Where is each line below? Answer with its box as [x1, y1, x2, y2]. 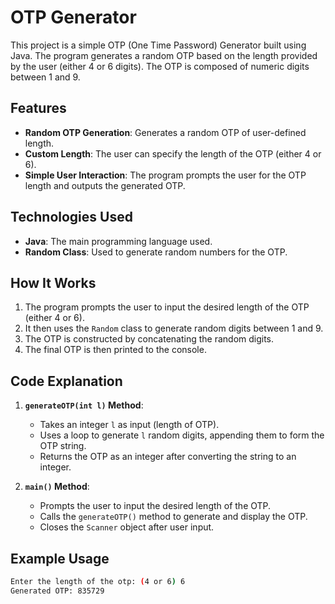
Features [10, 100, 67, 117]
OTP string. [39, 440, 87, 452]
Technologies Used [10, 209, 133, 226]
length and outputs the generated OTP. [24, 179, 186, 191]
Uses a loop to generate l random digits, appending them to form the [39, 429, 325, 441]
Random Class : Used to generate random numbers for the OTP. [24, 246, 288, 258]
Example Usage [10, 550, 110, 567]
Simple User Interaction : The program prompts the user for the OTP [24, 169, 307, 181]
